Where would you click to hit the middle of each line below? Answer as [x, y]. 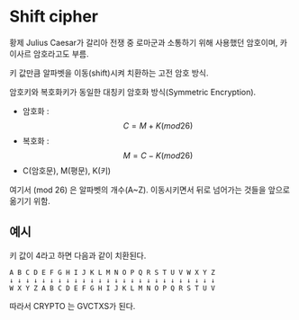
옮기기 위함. [30, 200]
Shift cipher [54, 17]
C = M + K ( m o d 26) [158, 125]
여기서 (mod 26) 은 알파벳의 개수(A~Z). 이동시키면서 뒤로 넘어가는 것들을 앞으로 [150, 190]
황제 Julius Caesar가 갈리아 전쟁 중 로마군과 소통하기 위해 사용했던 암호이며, [144, 42]
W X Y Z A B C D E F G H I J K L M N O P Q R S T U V [113, 288]
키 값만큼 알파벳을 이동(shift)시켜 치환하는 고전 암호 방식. [109, 73]
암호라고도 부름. [61, 53]
